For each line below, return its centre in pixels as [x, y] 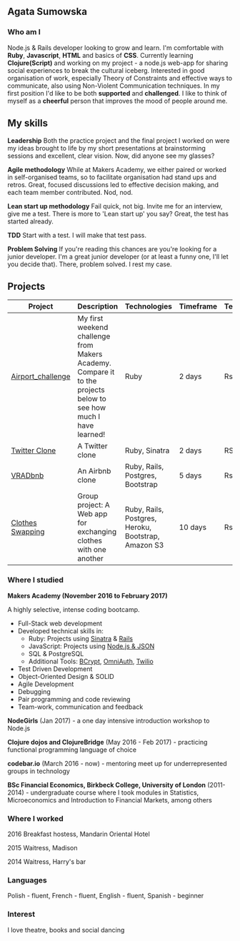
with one [92, 550]
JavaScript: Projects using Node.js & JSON [91, 646]
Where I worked [36, 818]
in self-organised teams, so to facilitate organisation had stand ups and [112, 177]
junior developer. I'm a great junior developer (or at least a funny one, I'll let [118, 256]
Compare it [96, 372]
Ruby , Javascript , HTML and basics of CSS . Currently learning [101, 55]
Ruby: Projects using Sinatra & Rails [81, 638]
